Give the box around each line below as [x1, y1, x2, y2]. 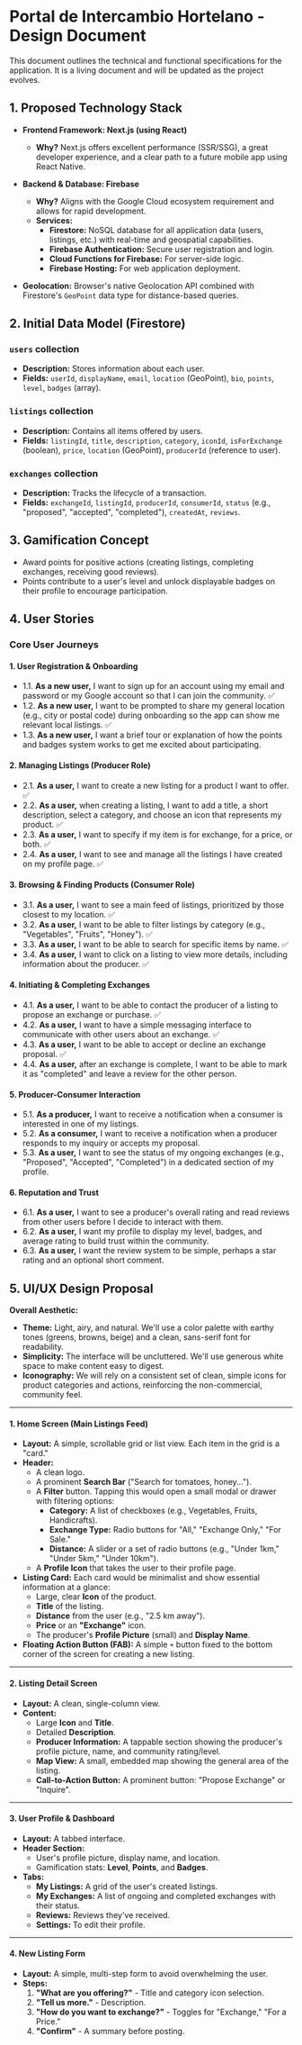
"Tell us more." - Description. [35, 1997, 147, 2007]
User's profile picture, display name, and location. [35, 1852, 220, 1863]
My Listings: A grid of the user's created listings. [35, 1880, 218, 1892]
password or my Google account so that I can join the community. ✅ [22, 691, 276, 701]
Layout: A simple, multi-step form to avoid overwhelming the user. [22, 1968, 269, 1978]
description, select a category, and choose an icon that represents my [22, 809, 282, 820]
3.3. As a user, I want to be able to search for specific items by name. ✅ [22, 938, 289, 949]
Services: [35, 214, 74, 226]
